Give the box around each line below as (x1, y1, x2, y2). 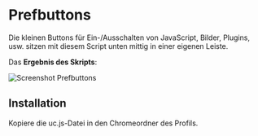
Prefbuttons (8, 6, 91, 24)
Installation (8, 96, 67, 111)
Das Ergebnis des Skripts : (8, 57, 98, 67)
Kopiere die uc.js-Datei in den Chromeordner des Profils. (8, 118, 199, 128)
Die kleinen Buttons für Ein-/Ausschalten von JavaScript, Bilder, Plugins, (8, 33, 251, 42)
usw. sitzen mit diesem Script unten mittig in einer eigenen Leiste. (8, 41, 229, 50)
